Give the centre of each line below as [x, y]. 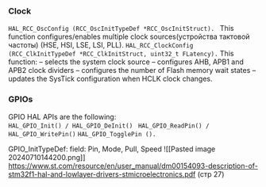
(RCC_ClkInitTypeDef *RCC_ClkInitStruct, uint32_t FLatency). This [121, 54]
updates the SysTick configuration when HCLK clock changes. [110, 79]
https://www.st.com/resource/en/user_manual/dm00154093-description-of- [133, 166]
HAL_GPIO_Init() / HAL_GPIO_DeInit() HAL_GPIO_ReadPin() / [109, 126]
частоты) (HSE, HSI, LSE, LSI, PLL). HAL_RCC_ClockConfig [101, 45]
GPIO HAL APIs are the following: [62, 116]
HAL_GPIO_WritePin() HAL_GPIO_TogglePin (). [82, 134]
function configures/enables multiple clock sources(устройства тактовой [129, 36]
